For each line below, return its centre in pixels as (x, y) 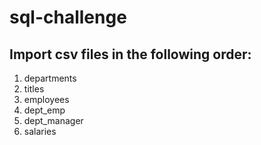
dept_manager (53, 120)
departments (50, 78)
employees (46, 99)
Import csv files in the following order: (130, 54)
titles (34, 89)
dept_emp (44, 110)
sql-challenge (68, 17)
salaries (40, 131)
